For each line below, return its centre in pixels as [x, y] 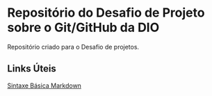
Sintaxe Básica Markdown [44, 86]
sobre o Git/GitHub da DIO [83, 27]
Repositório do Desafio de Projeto [106, 13]
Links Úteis [32, 69]
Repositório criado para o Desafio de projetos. [73, 47]
